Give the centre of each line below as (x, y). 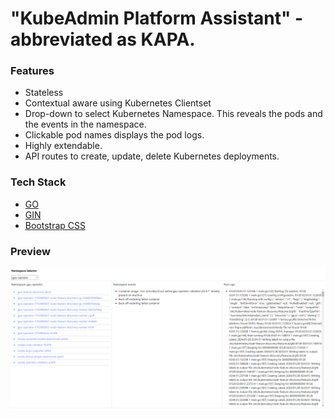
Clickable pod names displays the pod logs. (114, 135)
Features (32, 71)
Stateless (44, 93)
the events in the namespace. (85, 124)
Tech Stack (38, 182)
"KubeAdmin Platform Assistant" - (157, 18)
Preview (30, 251)
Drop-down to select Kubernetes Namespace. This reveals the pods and (173, 114)
